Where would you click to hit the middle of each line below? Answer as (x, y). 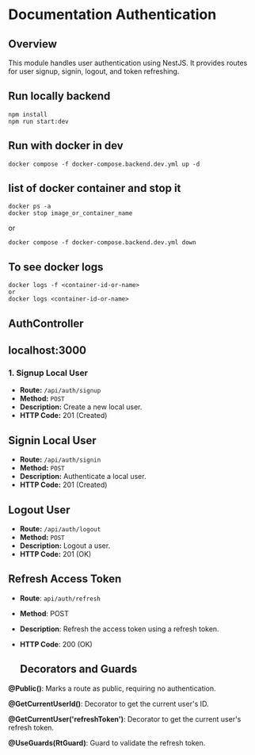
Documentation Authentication (112, 15)
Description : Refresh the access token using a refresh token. (119, 629)
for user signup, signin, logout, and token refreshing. (94, 71)
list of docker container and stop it (95, 188)
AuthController (46, 323)
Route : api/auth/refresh (60, 598)
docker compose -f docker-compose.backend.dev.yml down (102, 243)
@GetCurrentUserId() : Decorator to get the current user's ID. (108, 703)
